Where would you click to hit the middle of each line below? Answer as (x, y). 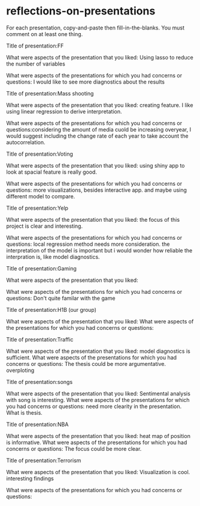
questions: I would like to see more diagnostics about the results (85, 82)
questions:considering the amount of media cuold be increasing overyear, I (99, 129)
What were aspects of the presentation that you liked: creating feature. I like (100, 105)
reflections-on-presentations (81, 11)
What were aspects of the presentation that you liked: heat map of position (98, 436)
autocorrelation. (26, 142)
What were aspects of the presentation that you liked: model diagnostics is (98, 351)
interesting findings (30, 478)
